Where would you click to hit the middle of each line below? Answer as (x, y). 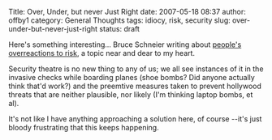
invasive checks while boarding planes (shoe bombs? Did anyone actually (132, 77)
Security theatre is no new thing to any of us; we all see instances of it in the (136, 69)
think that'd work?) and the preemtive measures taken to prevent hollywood (135, 86)
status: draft (120, 29)
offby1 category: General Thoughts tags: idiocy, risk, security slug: (120, 20)
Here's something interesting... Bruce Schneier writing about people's (125, 45)
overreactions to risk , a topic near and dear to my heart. (102, 53)
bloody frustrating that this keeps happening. (84, 127)
